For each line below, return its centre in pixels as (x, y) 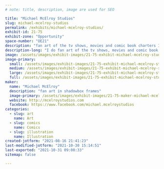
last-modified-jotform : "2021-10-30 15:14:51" (53, 146)
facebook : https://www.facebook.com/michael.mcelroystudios (72, 105)
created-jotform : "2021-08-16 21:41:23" (47, 141)
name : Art (24, 118)
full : (15, 78)
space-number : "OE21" (27, 41)
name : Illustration (34, 137)
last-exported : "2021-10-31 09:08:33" (44, 150)
